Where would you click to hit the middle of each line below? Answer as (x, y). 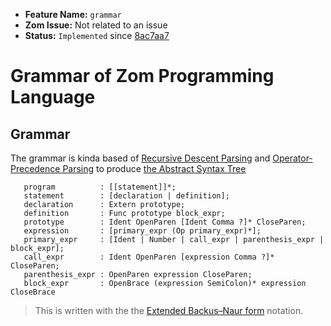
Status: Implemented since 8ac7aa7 (97, 35)
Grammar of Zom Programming (142, 76)
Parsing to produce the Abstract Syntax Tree (154, 168)
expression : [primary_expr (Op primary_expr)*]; (142, 231)
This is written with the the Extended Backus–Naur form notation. (169, 310)
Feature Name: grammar (73, 14)
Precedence (35, 168)
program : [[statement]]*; (100, 187)
